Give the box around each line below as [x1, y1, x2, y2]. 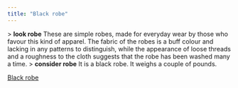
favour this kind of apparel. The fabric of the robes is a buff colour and [7, 37, 214, 46]
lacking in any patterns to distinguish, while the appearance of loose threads [7, 44, 232, 53]
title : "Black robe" [7, 10, 69, 18]
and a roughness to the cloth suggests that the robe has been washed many [7, 52, 231, 61]
